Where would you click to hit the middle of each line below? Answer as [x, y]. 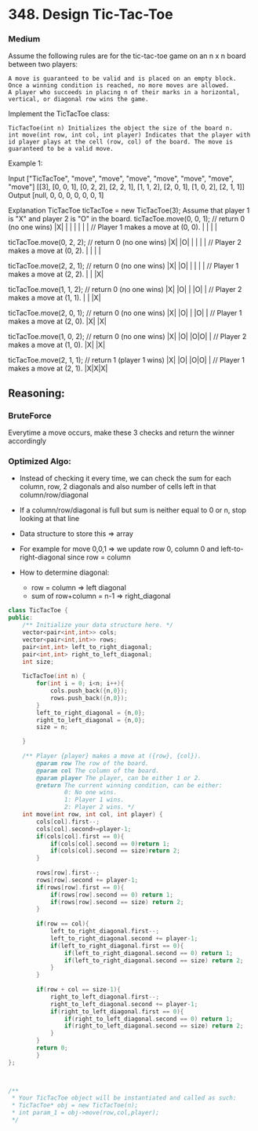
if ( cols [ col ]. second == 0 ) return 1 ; [110, 844]
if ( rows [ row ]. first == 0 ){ [80, 887]
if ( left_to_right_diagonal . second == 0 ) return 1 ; [149, 953]
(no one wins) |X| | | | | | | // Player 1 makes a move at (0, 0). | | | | [113, 227]
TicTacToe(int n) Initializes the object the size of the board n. [121, 128]
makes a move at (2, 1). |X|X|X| [58, 368]
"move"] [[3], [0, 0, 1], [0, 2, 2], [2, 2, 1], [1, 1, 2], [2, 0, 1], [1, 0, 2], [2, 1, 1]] [127, 187]
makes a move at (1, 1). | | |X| [55, 298]
